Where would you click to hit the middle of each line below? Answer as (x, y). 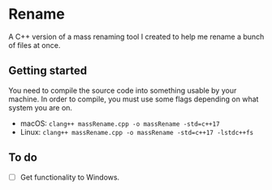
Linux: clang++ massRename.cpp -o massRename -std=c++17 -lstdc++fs (137, 132)
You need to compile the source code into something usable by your (123, 90)
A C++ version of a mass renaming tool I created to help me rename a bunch (136, 37)
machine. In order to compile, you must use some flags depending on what (134, 99)
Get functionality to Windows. (70, 177)
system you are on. (41, 107)
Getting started (48, 71)
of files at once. (35, 45)
